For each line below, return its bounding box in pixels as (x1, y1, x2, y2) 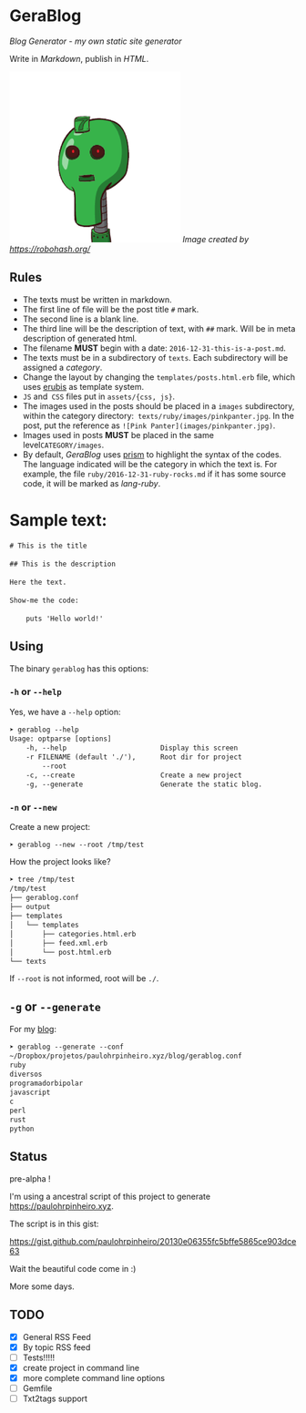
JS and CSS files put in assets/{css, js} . (22, 391, 176, 402)
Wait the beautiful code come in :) (9, 1263, 137, 1274)
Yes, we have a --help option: (9, 706, 121, 717)
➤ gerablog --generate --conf (9, 1042, 125, 1051)
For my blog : (9, 1023, 57, 1034)
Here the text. (9, 578, 67, 587)
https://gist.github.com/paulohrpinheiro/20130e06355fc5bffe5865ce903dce (9, 1235, 297, 1246)
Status (9, 1149, 48, 1164)
